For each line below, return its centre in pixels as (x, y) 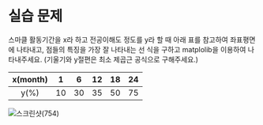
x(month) (30, 79)
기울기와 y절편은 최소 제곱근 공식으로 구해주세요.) (122, 59)
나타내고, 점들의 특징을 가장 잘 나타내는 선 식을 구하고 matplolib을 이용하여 (131, 49)
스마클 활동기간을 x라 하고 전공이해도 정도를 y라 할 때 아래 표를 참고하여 (118, 40)
